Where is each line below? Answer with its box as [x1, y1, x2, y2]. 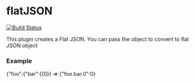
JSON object [6, 42, 38, 49]
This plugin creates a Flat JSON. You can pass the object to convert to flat [6, 35, 189, 42]
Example [6, 57, 32, 65]
